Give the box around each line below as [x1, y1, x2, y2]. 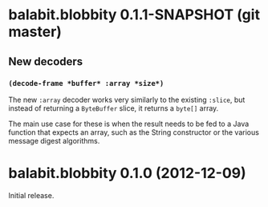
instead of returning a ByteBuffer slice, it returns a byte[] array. [8, 103, 219, 113]
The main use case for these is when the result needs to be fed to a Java [8, 119, 250, 128]
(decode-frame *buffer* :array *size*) [8, 79, 164, 87]
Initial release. [8, 190, 55, 200]
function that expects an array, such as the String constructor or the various [8, 127, 259, 137]
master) [8, 22, 63, 41]
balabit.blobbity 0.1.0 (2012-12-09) [8, 164, 246, 182]
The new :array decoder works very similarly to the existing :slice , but [8, 95, 246, 104]
